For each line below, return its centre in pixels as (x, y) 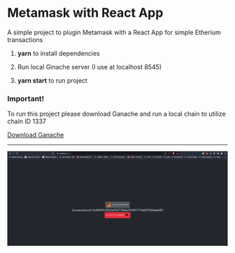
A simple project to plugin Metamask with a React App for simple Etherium (114, 32)
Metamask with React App (85, 13)
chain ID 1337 (27, 121)
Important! (26, 98)
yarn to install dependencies (58, 53)
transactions (25, 39)
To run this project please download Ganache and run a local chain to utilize (116, 114)
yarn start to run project (52, 80)
